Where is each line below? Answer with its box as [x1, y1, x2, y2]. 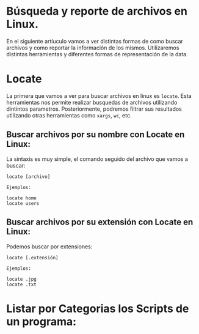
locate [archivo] [6, 173, 51, 180]
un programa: [6, 314, 77, 328]
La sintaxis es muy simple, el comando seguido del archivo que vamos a [6, 155, 188, 163]
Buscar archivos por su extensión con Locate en [6, 217, 194, 228]
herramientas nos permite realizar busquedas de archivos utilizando [6, 98, 178, 106]
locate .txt [6, 281, 37, 288]
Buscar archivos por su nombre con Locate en [6, 130, 185, 140]
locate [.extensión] [6, 254, 59, 261]
